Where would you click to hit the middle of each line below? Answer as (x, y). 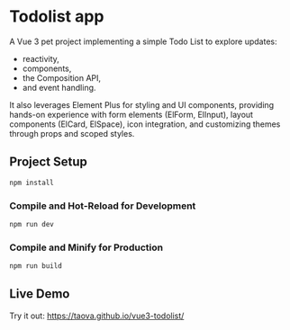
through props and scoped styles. (72, 133)
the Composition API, (62, 77)
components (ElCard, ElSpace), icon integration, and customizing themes (145, 124)
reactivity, (41, 58)
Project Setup (49, 162)
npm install (32, 183)
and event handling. (59, 87)
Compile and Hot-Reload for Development (103, 206)
